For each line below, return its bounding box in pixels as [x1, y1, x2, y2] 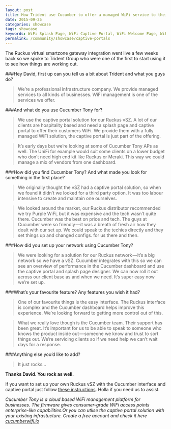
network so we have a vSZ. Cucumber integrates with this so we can [17, 257, 162, 264]
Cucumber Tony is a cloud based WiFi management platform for [5, 396, 141, 402]
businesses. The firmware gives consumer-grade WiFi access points [5, 401, 150, 408]
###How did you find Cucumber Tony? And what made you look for [5, 169, 147, 175]
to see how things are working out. [5, 61, 78, 67]
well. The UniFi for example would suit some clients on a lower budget [17, 148, 165, 154]
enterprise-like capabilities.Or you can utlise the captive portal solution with [5, 407, 164, 413]
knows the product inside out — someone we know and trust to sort [17, 330, 159, 337]
